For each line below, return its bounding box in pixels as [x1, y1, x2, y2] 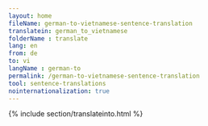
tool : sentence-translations [8, 79, 106, 87]
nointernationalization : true [8, 86, 110, 95]
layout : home [8, 11, 52, 20]
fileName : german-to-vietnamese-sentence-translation [8, 19, 193, 27]
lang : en [8, 42, 38, 50]
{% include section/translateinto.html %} [8, 109, 144, 119]
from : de [8, 49, 38, 57]
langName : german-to [8, 65, 81, 73]
